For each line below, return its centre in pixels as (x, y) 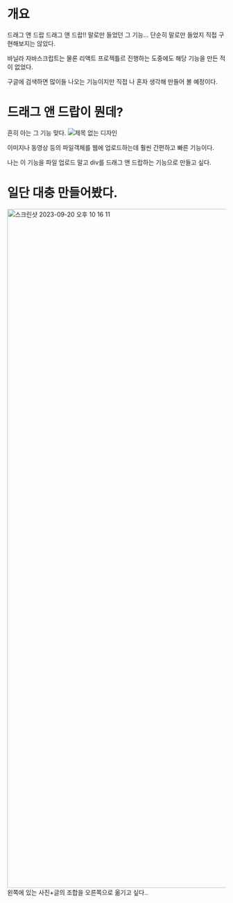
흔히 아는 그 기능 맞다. (37, 133)
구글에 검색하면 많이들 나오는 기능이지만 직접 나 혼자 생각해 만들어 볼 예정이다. (113, 81)
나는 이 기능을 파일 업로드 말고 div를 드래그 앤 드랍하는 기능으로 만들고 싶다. (109, 162)
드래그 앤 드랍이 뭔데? (65, 112)
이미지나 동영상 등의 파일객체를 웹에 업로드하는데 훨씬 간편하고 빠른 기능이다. (111, 147)
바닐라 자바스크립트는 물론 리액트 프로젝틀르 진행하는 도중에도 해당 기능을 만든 (113, 58)
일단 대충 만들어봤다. (62, 193)
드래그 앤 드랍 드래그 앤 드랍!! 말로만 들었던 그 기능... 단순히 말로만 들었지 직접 (112, 35)
